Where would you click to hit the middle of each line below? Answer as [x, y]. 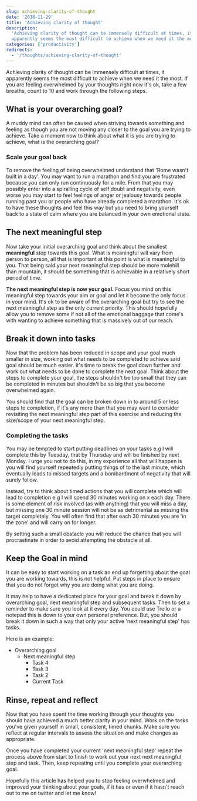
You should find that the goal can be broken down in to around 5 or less [93, 402]
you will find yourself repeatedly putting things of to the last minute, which [96, 467]
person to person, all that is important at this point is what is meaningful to [96, 259]
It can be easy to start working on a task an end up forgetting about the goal [98, 572]
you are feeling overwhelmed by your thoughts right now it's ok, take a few [96, 84]
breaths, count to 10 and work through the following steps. [77, 91]
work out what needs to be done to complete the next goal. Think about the [97, 371]
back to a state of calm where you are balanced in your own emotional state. [98, 214]
